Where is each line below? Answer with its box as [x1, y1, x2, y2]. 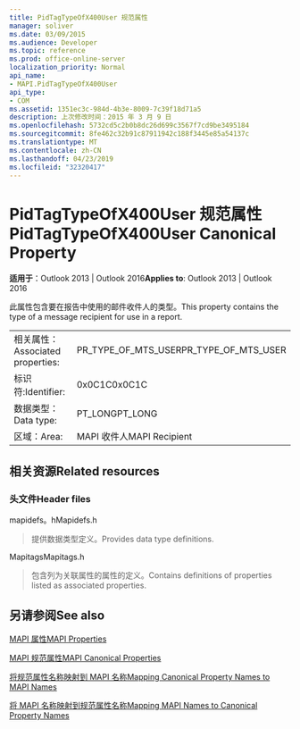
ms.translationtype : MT [9, 138, 98, 147]
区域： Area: [13, 431, 63, 443]
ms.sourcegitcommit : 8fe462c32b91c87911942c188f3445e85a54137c [9, 130, 250, 138]
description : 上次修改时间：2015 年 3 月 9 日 [9, 113, 172, 121]
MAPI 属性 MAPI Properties [9, 633, 107, 644]
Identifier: [25, 386, 65, 398]
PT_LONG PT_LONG [76, 407, 158, 420]
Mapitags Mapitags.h [9, 551, 85, 562]
